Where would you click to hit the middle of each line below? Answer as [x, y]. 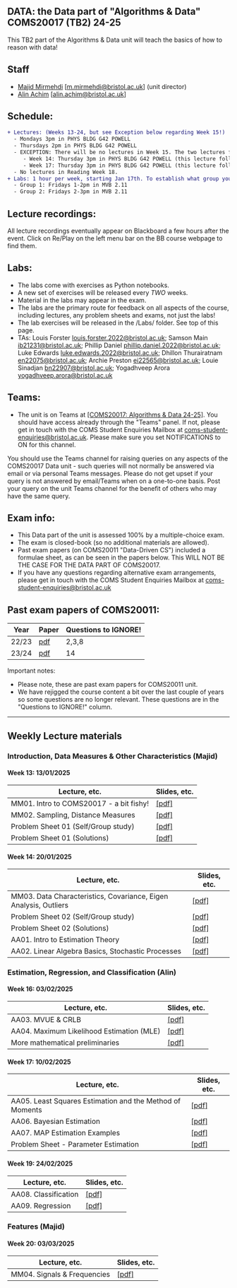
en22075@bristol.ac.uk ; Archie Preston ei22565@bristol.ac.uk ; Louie [118, 360]
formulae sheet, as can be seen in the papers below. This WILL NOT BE [121, 557]
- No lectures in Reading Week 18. [66, 172]
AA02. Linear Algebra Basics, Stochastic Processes [96, 951]
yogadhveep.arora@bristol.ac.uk [65, 375]
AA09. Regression [41, 1205]
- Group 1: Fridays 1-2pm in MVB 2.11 [71, 185]
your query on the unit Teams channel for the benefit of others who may [112, 488]
